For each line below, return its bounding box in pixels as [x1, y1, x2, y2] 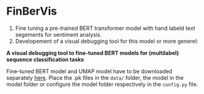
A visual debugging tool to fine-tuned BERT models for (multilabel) [6, 49, 179, 56]
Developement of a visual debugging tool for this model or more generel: [15, 37, 199, 45]
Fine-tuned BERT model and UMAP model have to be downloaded [6, 67, 173, 74]
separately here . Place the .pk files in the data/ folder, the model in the [6, 74, 184, 81]
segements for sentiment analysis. [15, 31, 102, 38]
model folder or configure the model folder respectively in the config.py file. [6, 81, 199, 88]
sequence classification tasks [6, 56, 84, 63]
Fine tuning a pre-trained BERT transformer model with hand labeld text [15, 24, 195, 32]
